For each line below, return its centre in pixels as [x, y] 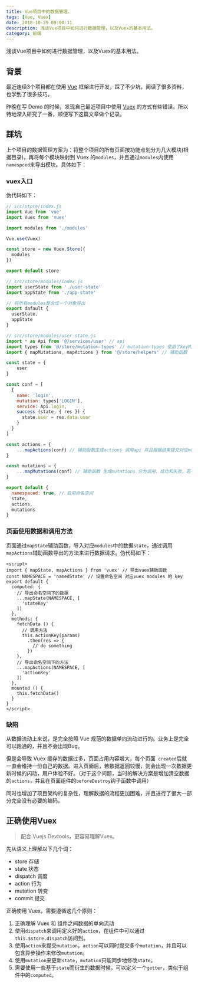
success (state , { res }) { [51, 412]
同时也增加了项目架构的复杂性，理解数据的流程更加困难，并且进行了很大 [94, 793]
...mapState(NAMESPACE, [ [49, 598]
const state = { [26, 363]
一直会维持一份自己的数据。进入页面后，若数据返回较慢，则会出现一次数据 [96, 766]
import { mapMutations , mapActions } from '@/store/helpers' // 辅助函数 [97, 352]
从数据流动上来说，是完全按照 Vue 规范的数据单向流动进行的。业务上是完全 [98, 739]
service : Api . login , [42, 406]
